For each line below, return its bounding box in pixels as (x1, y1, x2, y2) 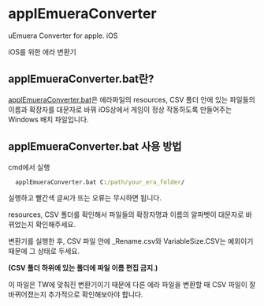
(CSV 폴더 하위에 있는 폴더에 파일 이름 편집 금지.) (8, 263, 158, 273)
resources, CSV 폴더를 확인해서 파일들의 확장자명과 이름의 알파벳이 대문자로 (8, 210, 244, 219)
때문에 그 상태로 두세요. (8, 246, 80, 256)
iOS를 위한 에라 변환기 (8, 47, 76, 56)
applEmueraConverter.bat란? (8, 73, 154, 86)
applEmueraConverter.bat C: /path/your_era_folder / (15, 178, 185, 186)
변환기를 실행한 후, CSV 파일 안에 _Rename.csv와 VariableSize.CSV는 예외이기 (8, 237, 254, 246)
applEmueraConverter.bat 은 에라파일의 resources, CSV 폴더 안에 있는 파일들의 (8, 95, 256, 104)
